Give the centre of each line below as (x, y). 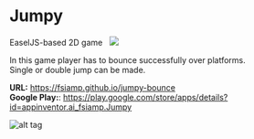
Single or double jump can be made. (78, 69)
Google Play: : (35, 97)
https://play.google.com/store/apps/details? (145, 97)
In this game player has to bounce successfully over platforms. (128, 59)
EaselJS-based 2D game (56, 42)
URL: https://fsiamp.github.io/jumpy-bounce (93, 87)
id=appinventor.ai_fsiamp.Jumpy (71, 107)
